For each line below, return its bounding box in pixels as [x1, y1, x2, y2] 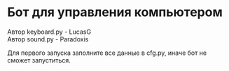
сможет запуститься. [7, 56, 71, 64]
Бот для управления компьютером [7, 4, 223, 20]
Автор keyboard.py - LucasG [7, 27, 92, 36]
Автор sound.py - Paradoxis [7, 34, 89, 43]
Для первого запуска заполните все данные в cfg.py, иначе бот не [7, 49, 207, 57]
